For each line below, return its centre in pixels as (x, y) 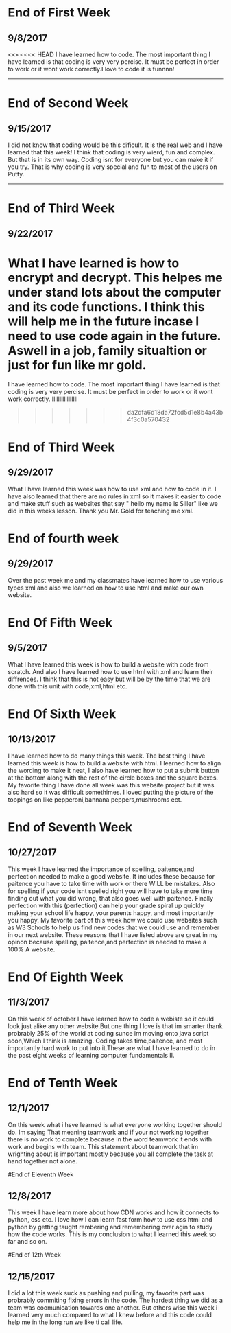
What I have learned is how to (94, 263)
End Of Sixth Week (62, 714)
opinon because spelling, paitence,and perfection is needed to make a (107, 942)
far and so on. (27, 1242)
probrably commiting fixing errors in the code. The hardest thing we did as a (115, 1300)
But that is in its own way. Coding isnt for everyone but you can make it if (111, 160)
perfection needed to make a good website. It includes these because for (111, 876)
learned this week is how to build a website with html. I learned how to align (114, 763)
